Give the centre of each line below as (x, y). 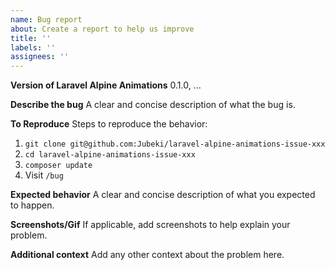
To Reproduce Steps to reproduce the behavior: (109, 124)
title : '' (31, 38)
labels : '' (33, 47)
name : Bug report (46, 19)
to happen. (32, 205)
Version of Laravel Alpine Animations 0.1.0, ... (106, 85)
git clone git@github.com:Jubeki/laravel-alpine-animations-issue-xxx (175, 144)
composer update (58, 166)
